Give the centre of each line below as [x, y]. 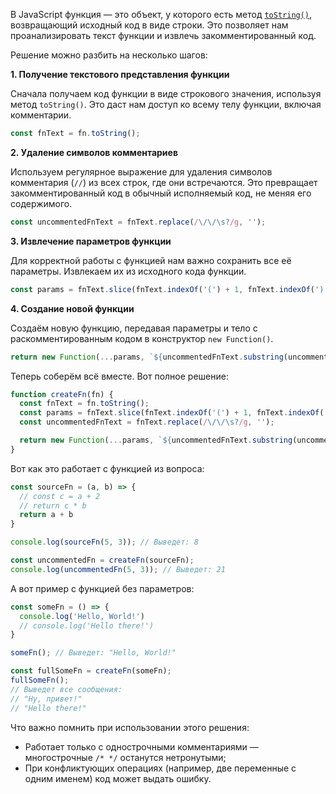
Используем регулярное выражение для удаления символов [141, 171]
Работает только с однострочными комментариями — [141, 746]
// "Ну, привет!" [46, 699]
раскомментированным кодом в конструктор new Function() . [142, 338]
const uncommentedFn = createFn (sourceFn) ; [102, 560]
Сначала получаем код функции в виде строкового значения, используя [166, 93]
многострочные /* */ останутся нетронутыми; [125, 757]
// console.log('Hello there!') [87, 625]
